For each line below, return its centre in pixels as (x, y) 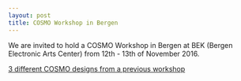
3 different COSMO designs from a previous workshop (97, 68)
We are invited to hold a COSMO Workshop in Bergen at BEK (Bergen (120, 45)
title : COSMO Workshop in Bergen (63, 23)
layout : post (30, 15)
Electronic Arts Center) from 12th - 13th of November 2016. (104, 53)
